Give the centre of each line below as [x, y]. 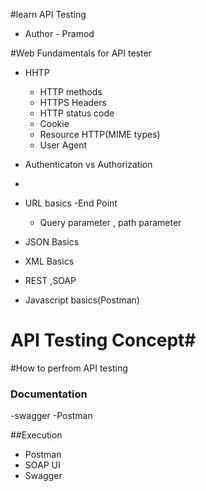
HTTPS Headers [73, 102]
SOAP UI [42, 465]
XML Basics [49, 261]
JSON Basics [52, 242]
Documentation [49, 394]
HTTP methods [71, 92]
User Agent [63, 145]
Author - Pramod [59, 33]
